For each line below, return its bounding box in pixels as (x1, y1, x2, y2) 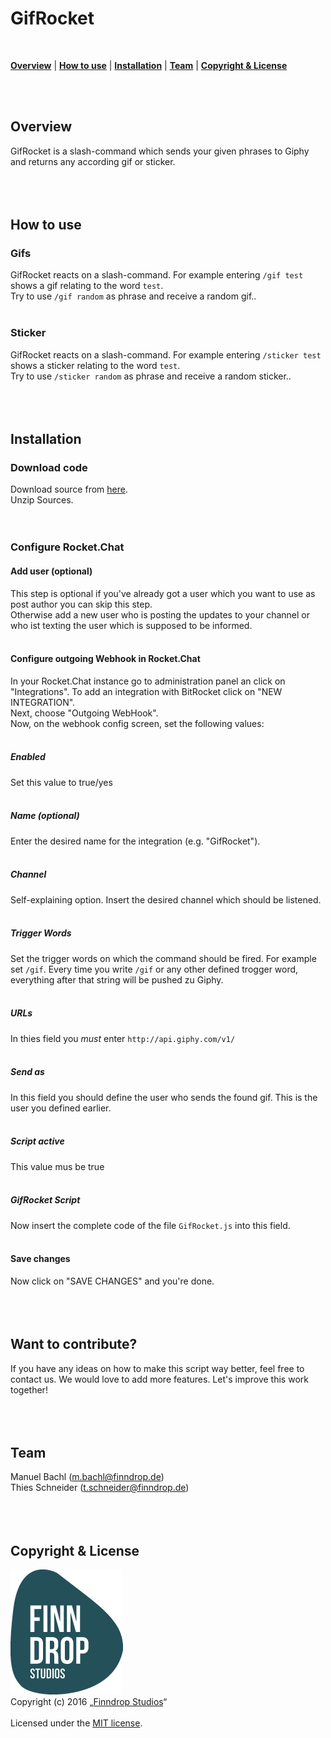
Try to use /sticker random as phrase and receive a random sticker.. (10, 370, 292, 382)
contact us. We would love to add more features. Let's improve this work (10, 1373, 309, 1385)
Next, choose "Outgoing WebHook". (10, 707, 159, 719)
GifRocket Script (10, 1194, 81, 1206)
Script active (10, 1135, 65, 1147)
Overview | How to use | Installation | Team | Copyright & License (10, 59, 288, 71)
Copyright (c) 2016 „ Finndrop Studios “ (10, 1696, 168, 1708)
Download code (10, 461, 88, 475)
